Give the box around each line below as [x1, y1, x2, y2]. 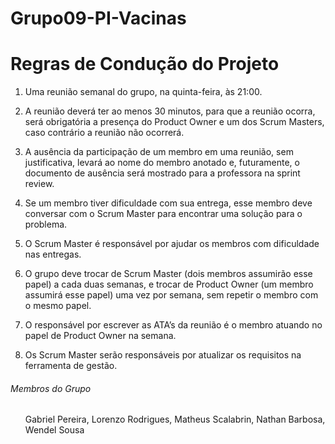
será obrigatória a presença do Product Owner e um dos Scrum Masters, [24, 116, 325, 128]
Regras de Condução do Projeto [10, 53, 280, 76]
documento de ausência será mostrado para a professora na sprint [24, 167, 301, 179]
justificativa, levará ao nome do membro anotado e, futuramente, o [24, 157, 300, 169]
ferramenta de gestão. [24, 360, 118, 372]
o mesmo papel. [24, 300, 92, 312]
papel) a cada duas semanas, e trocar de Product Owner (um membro [24, 278, 314, 291]
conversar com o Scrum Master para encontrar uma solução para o [24, 208, 303, 220]
